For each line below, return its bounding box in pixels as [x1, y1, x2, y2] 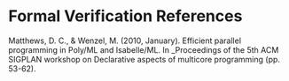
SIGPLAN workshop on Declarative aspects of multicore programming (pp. [8, 54, 281, 64]
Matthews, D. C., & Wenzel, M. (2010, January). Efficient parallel [8, 35, 241, 46]
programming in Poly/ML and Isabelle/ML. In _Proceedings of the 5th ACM [8, 44, 279, 55]
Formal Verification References [8, 6, 243, 26]
